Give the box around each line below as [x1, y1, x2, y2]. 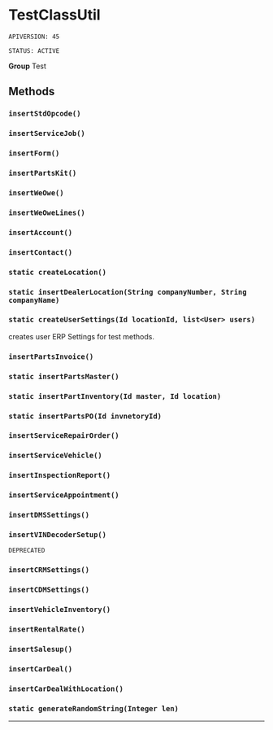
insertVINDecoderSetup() [8, 531, 107, 540]
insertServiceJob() [8, 129, 85, 138]
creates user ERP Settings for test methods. [8, 331, 154, 341]
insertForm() [8, 149, 60, 158]
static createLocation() [8, 267, 107, 277]
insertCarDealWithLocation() [8, 684, 124, 693]
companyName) [8, 295, 60, 304]
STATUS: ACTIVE [8, 46, 60, 55]
